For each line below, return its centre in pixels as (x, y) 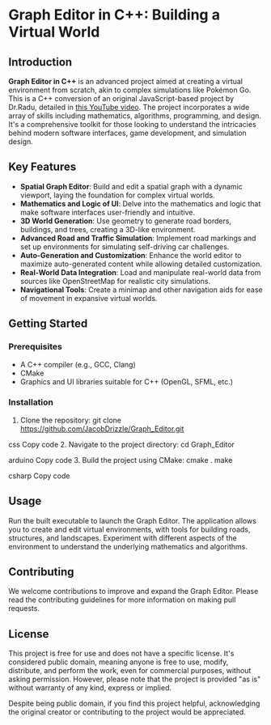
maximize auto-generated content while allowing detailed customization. (141, 264)
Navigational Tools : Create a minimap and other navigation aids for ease (141, 290)
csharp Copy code (39, 476)
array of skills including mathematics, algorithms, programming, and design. (135, 116)
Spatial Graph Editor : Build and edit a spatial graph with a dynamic (131, 186)
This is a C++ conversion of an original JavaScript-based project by (121, 98)
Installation (31, 402)
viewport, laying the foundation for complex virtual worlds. (117, 195)
